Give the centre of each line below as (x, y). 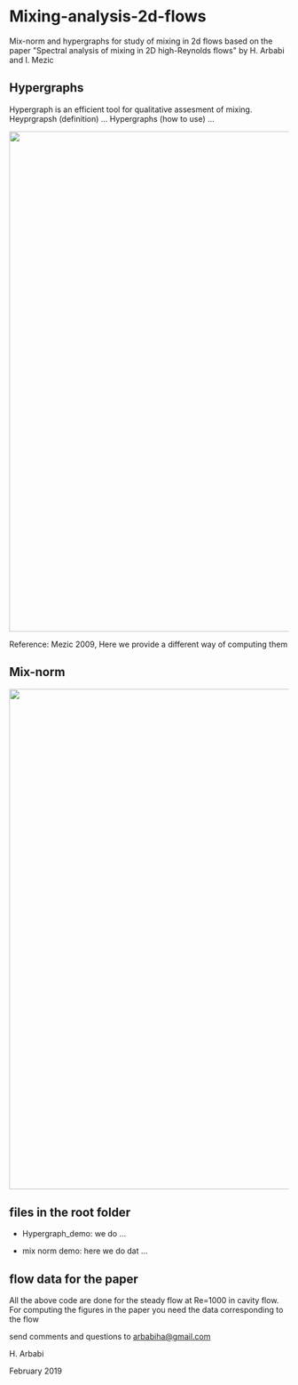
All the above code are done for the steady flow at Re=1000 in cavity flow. (144, 1300)
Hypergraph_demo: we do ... (74, 1234)
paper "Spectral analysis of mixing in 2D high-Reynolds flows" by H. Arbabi (147, 50)
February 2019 (35, 1371)
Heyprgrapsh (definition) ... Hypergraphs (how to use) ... (112, 118)
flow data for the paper (74, 1279)
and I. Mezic (32, 60)
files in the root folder (70, 1212)
